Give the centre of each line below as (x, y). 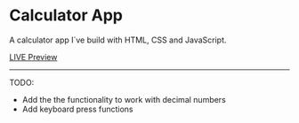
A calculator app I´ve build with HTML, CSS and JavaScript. (118, 40)
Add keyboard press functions (77, 109)
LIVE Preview (33, 57)
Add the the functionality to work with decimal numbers (124, 99)
